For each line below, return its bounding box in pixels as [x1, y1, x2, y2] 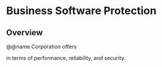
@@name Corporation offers [6, 43, 77, 50]
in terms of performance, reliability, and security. [6, 55, 126, 61]
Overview [6, 28, 43, 38]
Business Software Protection [6, 4, 157, 18]
